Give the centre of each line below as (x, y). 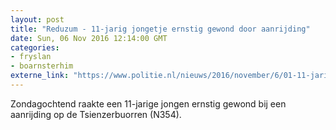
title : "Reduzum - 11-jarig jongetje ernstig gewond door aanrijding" (160, 29)
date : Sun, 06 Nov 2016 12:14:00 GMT (89, 38)
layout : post (37, 19)
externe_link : (40, 76)
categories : (35, 47)
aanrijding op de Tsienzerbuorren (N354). (96, 114)
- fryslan (31, 57)
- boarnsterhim (42, 66)
